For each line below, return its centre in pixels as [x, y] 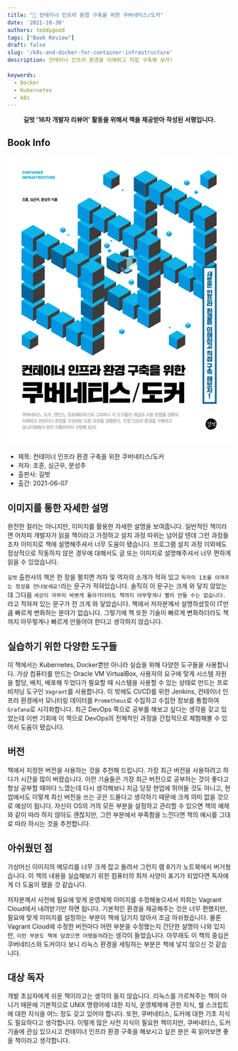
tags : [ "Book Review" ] [41, 38]
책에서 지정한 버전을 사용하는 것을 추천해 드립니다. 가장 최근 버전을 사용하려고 [114, 770]
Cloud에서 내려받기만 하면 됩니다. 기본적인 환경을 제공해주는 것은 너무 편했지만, [117, 909]
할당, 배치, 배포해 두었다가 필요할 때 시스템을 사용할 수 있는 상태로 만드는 [115, 683]
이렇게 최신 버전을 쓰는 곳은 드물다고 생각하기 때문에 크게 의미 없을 [124, 797]
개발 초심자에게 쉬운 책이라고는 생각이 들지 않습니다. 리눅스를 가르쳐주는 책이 [114, 996]
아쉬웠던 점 [30, 848]
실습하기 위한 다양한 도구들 [62, 646]
